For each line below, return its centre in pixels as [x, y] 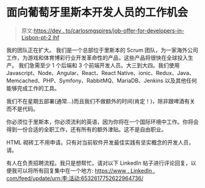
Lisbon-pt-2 [36, 37]
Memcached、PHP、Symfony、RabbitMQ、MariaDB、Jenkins [85, 81]
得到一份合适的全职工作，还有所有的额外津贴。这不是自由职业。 [86, 129]
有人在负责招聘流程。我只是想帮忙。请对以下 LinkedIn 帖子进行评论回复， [99, 163]
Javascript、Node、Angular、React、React [61, 73]
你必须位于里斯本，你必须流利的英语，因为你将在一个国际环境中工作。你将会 [103, 121]
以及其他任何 [181, 81]
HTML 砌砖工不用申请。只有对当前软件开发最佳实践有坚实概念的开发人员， [100, 142]
